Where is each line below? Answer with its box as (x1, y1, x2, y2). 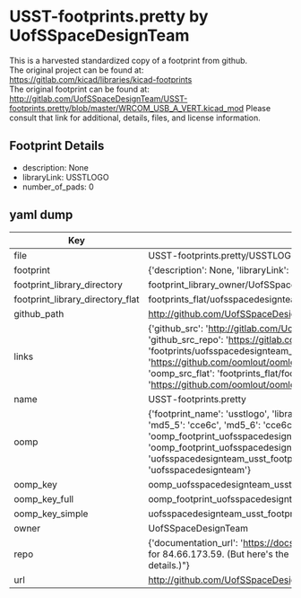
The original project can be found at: (9, 65, 144, 75)
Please (245, 102, 271, 113)
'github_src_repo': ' (147, 333, 229, 346)
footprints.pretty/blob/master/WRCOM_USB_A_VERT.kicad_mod (9, 102, 245, 113)
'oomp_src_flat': (147, 366, 215, 379)
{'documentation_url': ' (147, 536, 244, 549)
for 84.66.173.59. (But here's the (147, 548, 289, 560)
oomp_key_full (13, 492, 74, 505)
